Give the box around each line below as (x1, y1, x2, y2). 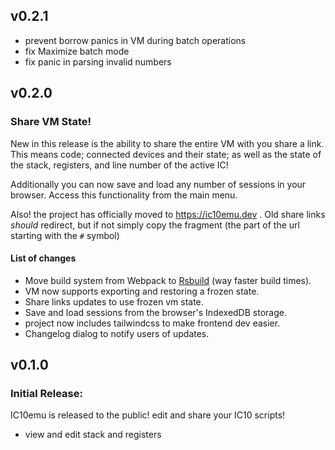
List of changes (10, 252, 77, 264)
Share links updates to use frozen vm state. (24, 295, 204, 308)
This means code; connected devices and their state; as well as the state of (10, 148, 322, 160)
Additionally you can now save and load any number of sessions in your (10, 178, 307, 190)
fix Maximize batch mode (24, 45, 130, 57)
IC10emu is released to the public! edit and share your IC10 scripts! (10, 409, 286, 421)
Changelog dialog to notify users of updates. (24, 327, 210, 339)
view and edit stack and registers (24, 429, 162, 441)
